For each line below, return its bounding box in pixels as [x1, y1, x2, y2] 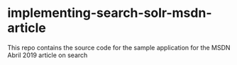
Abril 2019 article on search [7, 51, 88, 59]
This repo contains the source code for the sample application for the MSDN [7, 43, 231, 52]
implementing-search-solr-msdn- [7, 5, 212, 21]
